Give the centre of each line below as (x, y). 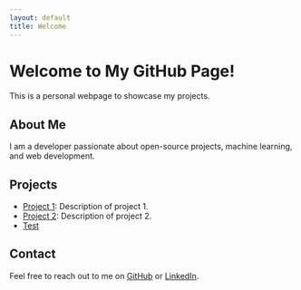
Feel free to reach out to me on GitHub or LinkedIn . (104, 275)
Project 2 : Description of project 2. (87, 216)
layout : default (40, 18)
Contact (33, 254)
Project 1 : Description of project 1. (85, 207)
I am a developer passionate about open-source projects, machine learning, (151, 147)
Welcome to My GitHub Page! (122, 71)
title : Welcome (38, 26)
